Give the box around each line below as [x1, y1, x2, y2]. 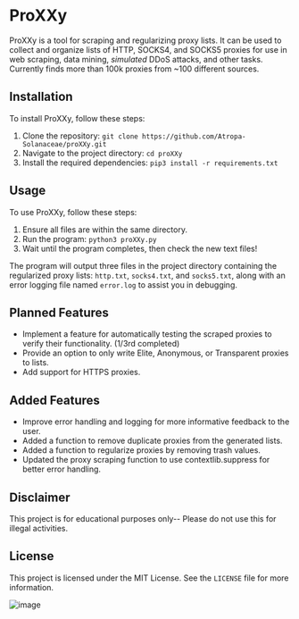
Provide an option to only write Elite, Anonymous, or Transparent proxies [21, 347, 289, 358]
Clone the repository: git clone [21, 130, 138, 141]
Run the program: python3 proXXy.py [21, 233, 157, 244]
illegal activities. [9, 523, 69, 533]
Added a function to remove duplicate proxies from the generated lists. [21, 435, 283, 447]
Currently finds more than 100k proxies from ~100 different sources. [9, 63, 260, 74]
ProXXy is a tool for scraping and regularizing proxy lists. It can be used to [9, 35, 282, 46]
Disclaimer [9, 489, 71, 505]
